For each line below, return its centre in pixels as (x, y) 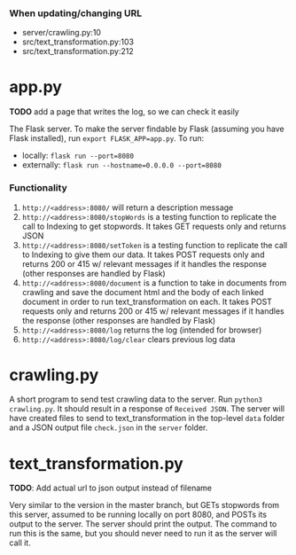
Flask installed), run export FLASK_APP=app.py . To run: (107, 138)
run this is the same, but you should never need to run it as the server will (143, 534)
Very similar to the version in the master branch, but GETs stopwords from (144, 505)
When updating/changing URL (76, 13)
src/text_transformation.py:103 (78, 42)
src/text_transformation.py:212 (78, 51)
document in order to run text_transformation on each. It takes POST (147, 301)
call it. (20, 543)
